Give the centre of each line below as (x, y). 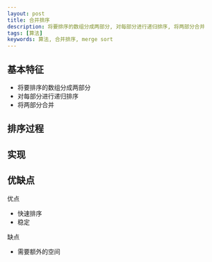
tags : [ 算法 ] (25, 33)
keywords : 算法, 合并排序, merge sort (60, 40)
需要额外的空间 (39, 252)
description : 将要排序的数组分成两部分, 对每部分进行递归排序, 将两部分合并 (106, 26)
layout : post (26, 14)
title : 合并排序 (28, 20)
